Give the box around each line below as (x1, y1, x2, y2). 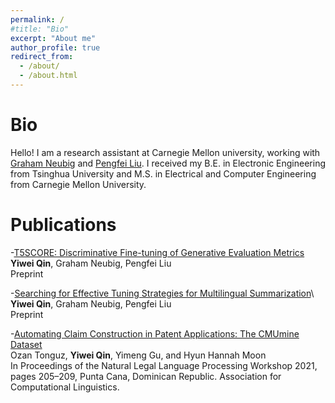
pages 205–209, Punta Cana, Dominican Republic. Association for (10, 370, 282, 382)
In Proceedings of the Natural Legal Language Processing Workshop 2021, (10, 359, 318, 371)
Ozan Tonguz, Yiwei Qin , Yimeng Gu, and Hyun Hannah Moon (10, 349, 267, 361)
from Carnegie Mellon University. (10, 178, 147, 190)
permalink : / (10, 14, 65, 25)
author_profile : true (10, 42, 101, 53)
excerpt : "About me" (10, 33, 97, 43)
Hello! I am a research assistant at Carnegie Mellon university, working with (10, 146, 321, 158)
